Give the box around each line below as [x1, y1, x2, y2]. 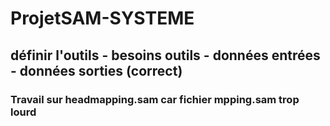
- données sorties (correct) [10, 62, 183, 79]
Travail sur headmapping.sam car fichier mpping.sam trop [10, 92, 300, 106]
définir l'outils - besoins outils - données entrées [10, 47, 321, 64]
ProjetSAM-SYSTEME [10, 7, 195, 30]
